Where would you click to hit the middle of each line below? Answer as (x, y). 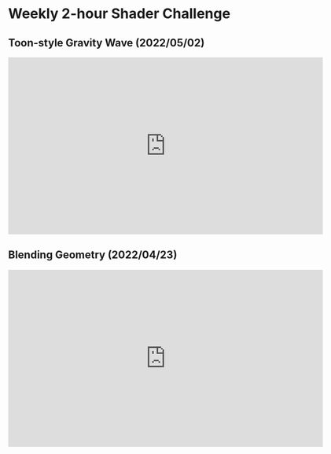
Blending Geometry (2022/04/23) (93, 255)
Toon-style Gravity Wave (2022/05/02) (107, 43)
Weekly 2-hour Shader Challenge (119, 14)
